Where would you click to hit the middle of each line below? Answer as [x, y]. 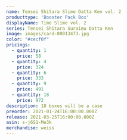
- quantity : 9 [29, 84]
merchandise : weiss [30, 128]
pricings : [18, 45]
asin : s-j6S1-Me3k [29, 123]
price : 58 [29, 56]
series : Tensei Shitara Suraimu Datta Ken [60, 28]
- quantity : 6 [29, 73]
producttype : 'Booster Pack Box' [48, 17]
